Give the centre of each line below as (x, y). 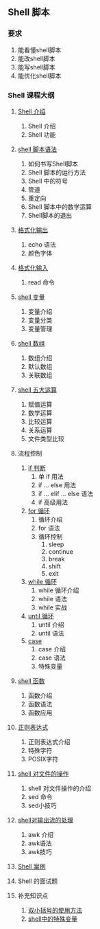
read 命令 (41, 282)
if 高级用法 (53, 502)
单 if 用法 (51, 476)
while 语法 (53, 598)
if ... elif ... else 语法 (66, 493)
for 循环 (39, 511)
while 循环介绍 (59, 590)
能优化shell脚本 (39, 76)
